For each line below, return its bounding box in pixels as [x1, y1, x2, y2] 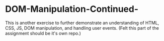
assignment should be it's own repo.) [5, 30, 81, 36]
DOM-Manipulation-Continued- [5, 3, 139, 15]
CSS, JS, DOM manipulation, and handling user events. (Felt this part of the [5, 25, 159, 31]
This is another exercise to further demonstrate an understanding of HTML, [5, 20, 160, 26]
